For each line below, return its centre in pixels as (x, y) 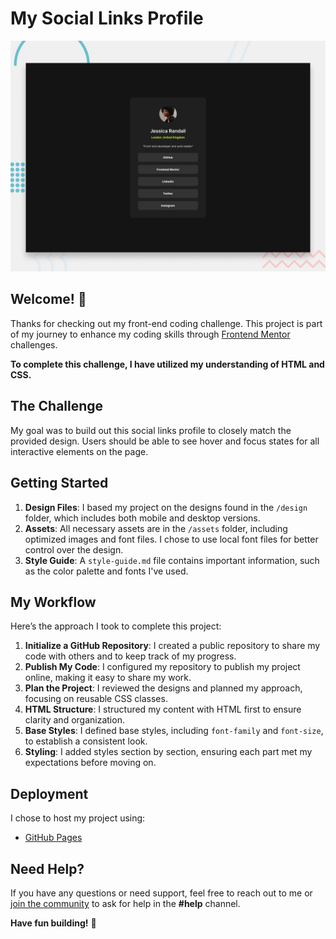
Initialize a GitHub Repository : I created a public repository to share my (172, 646)
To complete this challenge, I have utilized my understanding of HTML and (167, 364)
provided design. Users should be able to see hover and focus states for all (165, 441)
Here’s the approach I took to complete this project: (116, 626)
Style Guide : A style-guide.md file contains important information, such (172, 560)
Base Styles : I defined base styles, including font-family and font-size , (174, 731)
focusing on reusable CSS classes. (96, 699)
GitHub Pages (53, 838)
